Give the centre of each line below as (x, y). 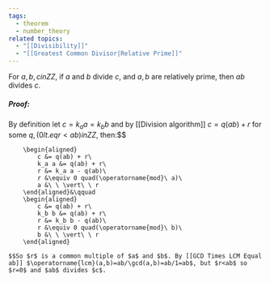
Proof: (19, 104)
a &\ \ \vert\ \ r (68, 185)
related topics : (36, 38)
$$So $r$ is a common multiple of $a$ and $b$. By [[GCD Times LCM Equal (135, 256)
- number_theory (43, 31)
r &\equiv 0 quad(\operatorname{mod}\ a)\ (110, 178)
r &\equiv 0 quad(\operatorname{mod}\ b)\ (110, 228)
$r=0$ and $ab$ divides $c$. (57, 270)
